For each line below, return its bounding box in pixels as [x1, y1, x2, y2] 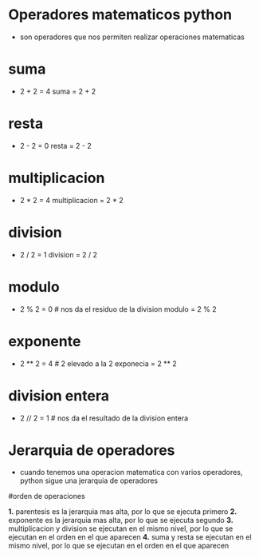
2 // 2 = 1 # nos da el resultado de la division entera [19, 413, 189, 423]
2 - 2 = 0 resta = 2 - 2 [19, 141, 92, 150]
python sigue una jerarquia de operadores [19, 476, 158, 485]
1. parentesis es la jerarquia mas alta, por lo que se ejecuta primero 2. [8, 507, 237, 516]
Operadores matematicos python [8, 6, 233, 24]
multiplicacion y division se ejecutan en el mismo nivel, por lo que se [8, 524, 233, 533]
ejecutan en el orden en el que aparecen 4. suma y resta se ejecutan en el [8, 532, 253, 542]
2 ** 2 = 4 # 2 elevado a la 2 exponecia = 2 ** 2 [19, 358, 177, 369]
